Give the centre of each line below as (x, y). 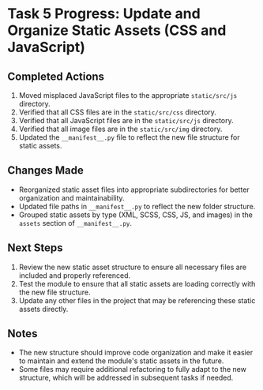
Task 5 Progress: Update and (104, 14)
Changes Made (45, 171)
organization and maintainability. (71, 197)
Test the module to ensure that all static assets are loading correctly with (137, 283)
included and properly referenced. (75, 275)
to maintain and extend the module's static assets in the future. (121, 361)
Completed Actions (56, 76)
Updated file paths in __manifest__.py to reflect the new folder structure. (137, 206)
